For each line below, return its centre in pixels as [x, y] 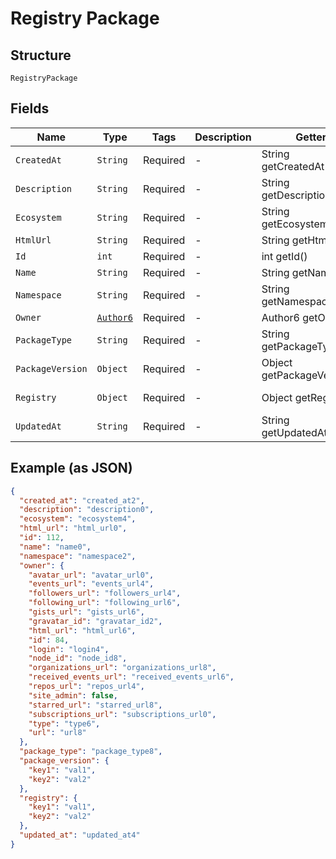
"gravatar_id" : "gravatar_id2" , [95, 621]
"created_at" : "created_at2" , [82, 500]
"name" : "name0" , [55, 547]
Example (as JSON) [71, 468]
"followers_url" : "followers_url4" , [105, 593]
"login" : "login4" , [69, 649]
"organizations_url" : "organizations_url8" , [122, 668]
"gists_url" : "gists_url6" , [86, 612]
